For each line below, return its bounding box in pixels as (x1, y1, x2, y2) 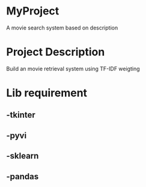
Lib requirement (6, 86, 88, 100)
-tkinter (6, 110, 36, 120)
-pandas (6, 171, 39, 182)
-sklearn (6, 151, 39, 161)
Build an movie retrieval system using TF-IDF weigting (6, 65, 140, 72)
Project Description (6, 45, 105, 59)
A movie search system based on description (6, 24, 118, 31)
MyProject (6, 4, 59, 18)
